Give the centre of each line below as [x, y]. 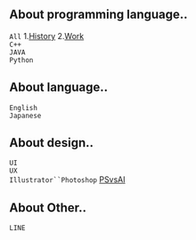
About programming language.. [99, 15]
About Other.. [48, 208]
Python [21, 60]
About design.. [52, 143]
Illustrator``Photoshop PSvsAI [68, 180]
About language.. [59, 88]
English [24, 108]
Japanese [25, 116]
